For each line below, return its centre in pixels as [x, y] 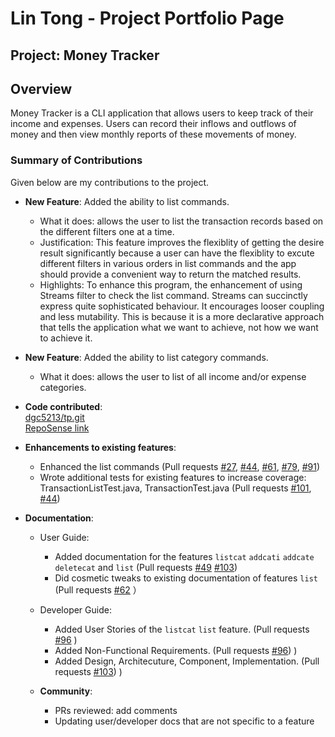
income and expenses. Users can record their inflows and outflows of [153, 124]
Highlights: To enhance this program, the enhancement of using [171, 284]
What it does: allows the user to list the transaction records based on [181, 221]
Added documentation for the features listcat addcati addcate [184, 556]
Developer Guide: [75, 609]
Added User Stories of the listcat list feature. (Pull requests [182, 629]
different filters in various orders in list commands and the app [168, 263]
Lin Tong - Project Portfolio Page [147, 18]
